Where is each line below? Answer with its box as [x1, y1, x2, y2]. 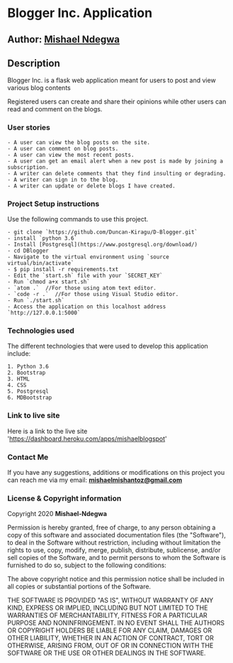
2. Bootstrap [7, 369, 46, 377]
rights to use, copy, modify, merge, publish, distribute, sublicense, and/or [7, 546, 221, 554]
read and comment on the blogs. [7, 105, 103, 114]
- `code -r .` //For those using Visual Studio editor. [7, 290, 179, 297]
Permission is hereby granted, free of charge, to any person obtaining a [7, 523, 216, 532]
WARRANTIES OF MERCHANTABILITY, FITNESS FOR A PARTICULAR [7, 611, 208, 620]
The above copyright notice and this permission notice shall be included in [7, 575, 225, 583]
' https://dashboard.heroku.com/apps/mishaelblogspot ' [7, 434, 168, 443]
